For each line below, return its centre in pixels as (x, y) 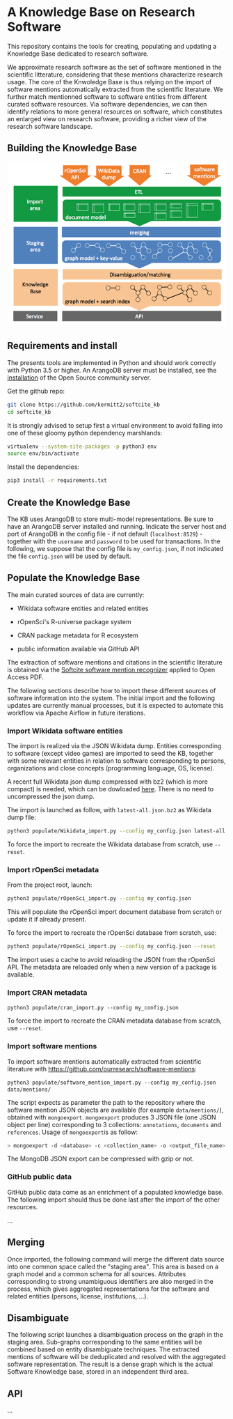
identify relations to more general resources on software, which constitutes (115, 111)
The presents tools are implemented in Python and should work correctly (112, 362)
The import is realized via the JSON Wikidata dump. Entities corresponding (114, 746)
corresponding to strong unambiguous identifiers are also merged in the (110, 1281)
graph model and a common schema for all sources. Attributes (97, 1274)
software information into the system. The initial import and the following (111, 698)
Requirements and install (62, 346)
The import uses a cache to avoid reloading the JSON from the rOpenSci (111, 959)
